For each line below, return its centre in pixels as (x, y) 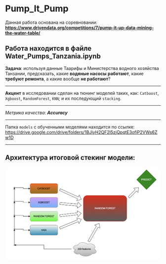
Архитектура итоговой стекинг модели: (70, 158)
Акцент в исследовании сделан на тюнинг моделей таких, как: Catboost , (82, 93)
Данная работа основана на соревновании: (51, 22)
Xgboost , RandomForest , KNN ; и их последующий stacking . (63, 98)
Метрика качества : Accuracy (36, 113)
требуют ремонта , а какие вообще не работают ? (58, 79)
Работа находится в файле (48, 48)
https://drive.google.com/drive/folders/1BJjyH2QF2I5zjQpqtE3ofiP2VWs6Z (81, 132)
